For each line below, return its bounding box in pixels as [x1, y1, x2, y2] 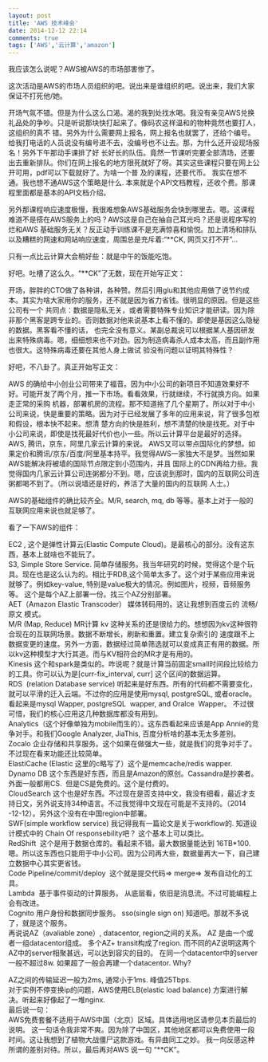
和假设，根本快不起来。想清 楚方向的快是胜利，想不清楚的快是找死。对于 [8, 419, 248, 429]
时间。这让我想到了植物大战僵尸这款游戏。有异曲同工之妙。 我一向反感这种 [8, 1035, 255, 1044]
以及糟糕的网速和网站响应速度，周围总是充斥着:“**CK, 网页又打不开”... [8, 234, 238, 244]
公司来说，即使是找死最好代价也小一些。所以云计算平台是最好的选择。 [14, 429, 246, 439]
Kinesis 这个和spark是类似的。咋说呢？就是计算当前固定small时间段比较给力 [8, 659, 258, 669]
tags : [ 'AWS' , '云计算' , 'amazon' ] [8, 41, 116, 49]
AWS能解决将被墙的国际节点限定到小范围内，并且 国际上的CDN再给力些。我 [8, 459, 258, 469]
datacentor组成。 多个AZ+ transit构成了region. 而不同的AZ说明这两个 [29, 938, 257, 948]
